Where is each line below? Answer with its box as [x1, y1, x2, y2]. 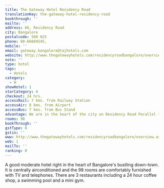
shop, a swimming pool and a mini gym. [5, 177, 85, 183]
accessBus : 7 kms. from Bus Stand [5, 107, 76, 113]
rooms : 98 [5, 116, 25, 121]
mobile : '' [5, 44, 27, 48]
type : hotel [5, 62, 29, 67]
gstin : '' [5, 130, 25, 135]
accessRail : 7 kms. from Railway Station [5, 98, 91, 103]
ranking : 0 [5, 148, 27, 153]
